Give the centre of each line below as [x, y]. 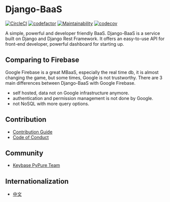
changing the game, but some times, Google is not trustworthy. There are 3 [84, 78]
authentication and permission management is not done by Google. [83, 98]
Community [24, 153]
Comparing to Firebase [42, 60]
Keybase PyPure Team [36, 165]
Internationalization [37, 181]
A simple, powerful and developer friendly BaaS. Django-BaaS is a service [83, 33]
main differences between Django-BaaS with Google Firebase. [71, 83]
